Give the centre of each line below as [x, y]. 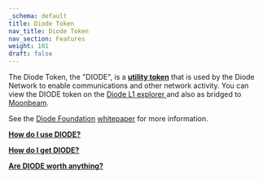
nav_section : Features [47, 39]
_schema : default [38, 16]
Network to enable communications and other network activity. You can [129, 85]
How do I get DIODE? [44, 150]
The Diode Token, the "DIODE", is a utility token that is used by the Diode [131, 77]
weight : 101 [28, 46]
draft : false [31, 54]
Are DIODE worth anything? [56, 166]
